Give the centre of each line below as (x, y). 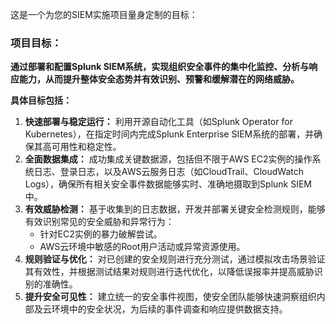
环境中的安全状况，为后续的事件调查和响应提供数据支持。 (169, 309)
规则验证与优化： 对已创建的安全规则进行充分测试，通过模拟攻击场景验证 (175, 259)
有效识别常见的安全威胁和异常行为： (99, 222)
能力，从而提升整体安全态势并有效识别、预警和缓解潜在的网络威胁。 (159, 79)
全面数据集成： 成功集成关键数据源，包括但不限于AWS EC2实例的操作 (168, 159)
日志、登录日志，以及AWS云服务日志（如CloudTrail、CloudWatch (168, 172)
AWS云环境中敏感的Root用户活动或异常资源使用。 (142, 247)
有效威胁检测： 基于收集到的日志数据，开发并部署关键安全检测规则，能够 (175, 209)
